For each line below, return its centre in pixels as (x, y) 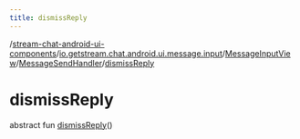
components (33, 53)
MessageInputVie (258, 53)
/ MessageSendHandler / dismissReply (85, 63)
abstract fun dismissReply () (61, 124)
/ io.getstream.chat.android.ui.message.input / (141, 53)
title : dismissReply (49, 18)
